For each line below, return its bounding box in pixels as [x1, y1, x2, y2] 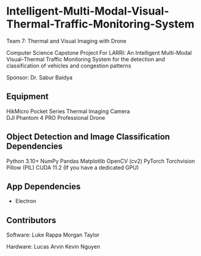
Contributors [6, 215, 57, 226]
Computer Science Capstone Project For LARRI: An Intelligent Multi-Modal [6, 49, 192, 56]
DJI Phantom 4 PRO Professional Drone [6, 114, 105, 121]
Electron [15, 198, 37, 205]
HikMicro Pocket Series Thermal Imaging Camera [6, 108, 130, 115]
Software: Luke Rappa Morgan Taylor [6, 231, 100, 238]
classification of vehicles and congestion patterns [6, 62, 132, 69]
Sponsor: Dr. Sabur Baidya [6, 74, 73, 81]
